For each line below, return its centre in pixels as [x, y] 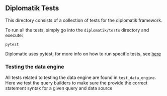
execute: [14, 35]
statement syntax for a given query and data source [59, 88]
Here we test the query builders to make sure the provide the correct [76, 83]
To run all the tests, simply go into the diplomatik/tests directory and [77, 30]
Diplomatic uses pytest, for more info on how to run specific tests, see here [83, 53]
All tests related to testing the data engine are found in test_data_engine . [81, 77]
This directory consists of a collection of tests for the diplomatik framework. [84, 20]
